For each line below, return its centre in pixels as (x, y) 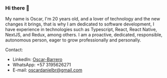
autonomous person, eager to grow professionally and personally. (73, 40)
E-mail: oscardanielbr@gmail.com (47, 70)
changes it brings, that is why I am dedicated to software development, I (80, 24)
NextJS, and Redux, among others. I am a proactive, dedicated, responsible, (84, 35)
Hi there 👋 (18, 8)
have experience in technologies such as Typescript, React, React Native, (81, 29)
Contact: (14, 50)
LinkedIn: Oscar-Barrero (37, 59)
